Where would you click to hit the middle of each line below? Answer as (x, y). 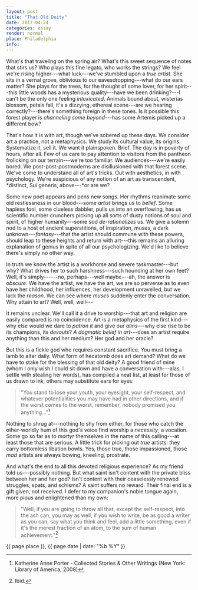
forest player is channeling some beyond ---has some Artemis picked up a (96, 117)
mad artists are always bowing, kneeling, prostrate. (68, 455)
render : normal (25, 34)
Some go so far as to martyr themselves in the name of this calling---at (93, 436)
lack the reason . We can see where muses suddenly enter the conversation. (98, 296)
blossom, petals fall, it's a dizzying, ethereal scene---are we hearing (89, 105)
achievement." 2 (39, 535)
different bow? (24, 124)
